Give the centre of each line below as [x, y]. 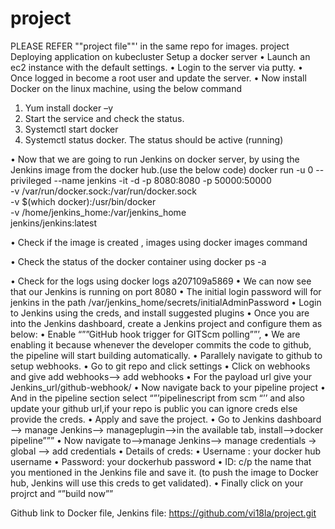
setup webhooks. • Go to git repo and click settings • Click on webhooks [160, 366]
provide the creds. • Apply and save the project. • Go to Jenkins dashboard [166, 419]
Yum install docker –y [69, 108]
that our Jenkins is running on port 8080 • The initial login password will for [166, 291]
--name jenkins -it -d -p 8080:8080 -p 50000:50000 [162, 180]
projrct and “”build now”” [62, 493]
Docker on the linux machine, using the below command [126, 88]
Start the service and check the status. [104, 118]
